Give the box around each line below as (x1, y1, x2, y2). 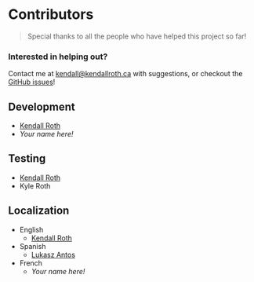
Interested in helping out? (8, 51, 108, 62)
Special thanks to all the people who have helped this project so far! (27, 31, 247, 41)
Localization (8, 204, 70, 218)
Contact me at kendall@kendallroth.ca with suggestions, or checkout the (8, 69, 243, 79)
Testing (8, 152, 46, 166)
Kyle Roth (19, 181, 51, 190)
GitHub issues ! (8, 77, 56, 87)
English (19, 225, 44, 234)
